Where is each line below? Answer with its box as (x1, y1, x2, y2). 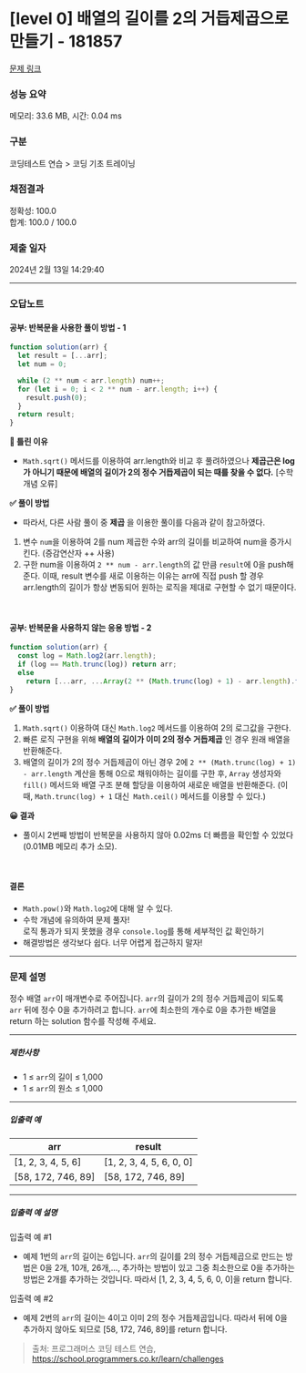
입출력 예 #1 (9, 1231, 52, 1242)
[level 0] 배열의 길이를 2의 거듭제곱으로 (9, 8, 290, 29)
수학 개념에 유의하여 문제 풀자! (22, 914, 130, 925)
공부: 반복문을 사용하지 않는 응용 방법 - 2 (9, 621, 152, 633)
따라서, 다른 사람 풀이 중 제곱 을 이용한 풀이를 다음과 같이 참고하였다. (22, 517, 266, 528)
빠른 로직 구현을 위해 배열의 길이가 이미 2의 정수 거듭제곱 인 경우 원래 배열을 (22, 733, 291, 744)
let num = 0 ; (17, 360, 67, 369)
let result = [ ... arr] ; (17, 352, 107, 361)
